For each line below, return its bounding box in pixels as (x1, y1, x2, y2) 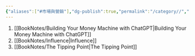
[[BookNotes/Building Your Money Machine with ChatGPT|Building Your (13, 24, 187, 32)
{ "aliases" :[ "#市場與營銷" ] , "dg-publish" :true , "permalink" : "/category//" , (5, 8, 187, 15)
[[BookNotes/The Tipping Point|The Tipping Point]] (13, 43, 137, 50)
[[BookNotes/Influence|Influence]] (13, 37, 97, 44)
